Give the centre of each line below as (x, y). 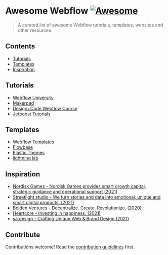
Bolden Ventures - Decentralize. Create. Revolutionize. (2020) (77, 208)
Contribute (23, 234)
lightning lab (26, 158)
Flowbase (23, 147)
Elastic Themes (29, 153)
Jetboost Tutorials (31, 114)
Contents (20, 46)
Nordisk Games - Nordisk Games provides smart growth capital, (79, 186)
